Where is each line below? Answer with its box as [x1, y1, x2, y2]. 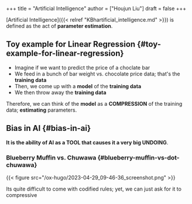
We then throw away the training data [14, 89, 107, 96]
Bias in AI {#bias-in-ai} [6, 123, 91, 133]
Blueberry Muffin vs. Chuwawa [6, 153, 97, 161]
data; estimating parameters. [6, 106, 77, 113]
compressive [6, 191, 37, 198]
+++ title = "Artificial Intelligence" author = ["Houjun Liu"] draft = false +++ [6, 5, 187, 12]
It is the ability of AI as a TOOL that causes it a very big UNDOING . [6, 139, 169, 146]
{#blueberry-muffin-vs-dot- [97, 153, 180, 161]
